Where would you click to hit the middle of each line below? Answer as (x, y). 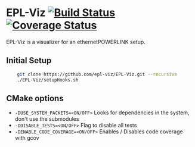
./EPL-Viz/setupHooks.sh (48, 80)
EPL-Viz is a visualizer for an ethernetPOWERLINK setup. (76, 42)
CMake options (35, 98)
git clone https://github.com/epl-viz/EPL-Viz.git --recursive (97, 74)
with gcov (27, 138)
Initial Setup (29, 60)
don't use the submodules (47, 119)
